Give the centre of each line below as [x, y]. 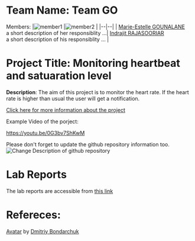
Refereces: [33, 215]
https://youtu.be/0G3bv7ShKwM [45, 133]
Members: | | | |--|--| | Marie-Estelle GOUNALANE [95, 27]
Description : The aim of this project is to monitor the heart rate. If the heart [97, 92]
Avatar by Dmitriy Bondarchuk [43, 231]
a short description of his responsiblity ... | [58, 39]
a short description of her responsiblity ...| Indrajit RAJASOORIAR [85, 33]
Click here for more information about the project [66, 110]
